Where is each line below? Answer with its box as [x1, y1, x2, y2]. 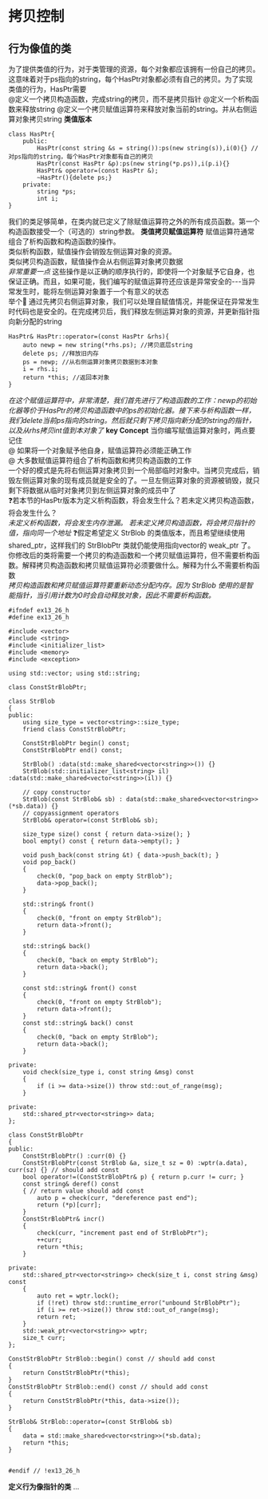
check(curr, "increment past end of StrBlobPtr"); [37, 1229, 209, 1237]
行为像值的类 [8, 42, 72, 55]
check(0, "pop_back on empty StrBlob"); [37, 872, 173, 880]
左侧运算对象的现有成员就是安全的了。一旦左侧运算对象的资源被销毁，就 [14, 476, 253, 484]
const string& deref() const [22, 1180, 120, 1188]
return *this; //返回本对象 [22, 373, 110, 381]
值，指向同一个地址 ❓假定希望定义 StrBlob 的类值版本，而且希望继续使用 [8, 528, 246, 537]
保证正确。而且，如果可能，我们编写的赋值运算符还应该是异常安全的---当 [8, 277, 249, 286]
